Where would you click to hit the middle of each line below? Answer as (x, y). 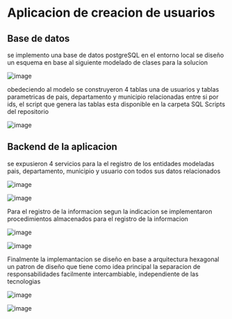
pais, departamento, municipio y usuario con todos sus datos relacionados (114, 171)
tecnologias (24, 281)
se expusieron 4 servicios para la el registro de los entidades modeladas (111, 163)
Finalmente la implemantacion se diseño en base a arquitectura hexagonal (113, 259)
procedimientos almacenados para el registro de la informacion (98, 219)
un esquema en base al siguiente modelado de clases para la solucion (108, 63)
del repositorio (28, 112)
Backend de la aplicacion (63, 147)
